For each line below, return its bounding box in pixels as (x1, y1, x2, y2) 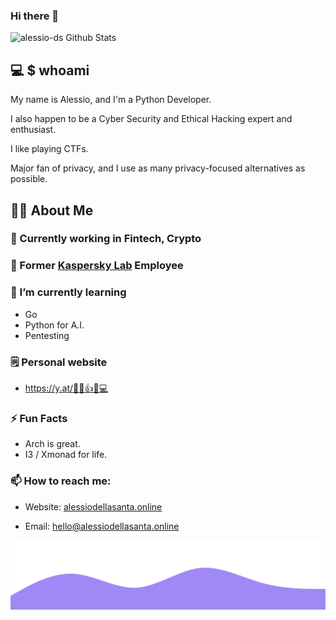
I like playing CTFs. (10, 143, 89, 155)
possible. (10, 173, 48, 185)
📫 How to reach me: (10, 474, 112, 488)
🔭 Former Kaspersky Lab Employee (10, 259, 184, 273)
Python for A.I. (24, 319, 85, 331)
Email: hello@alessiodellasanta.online (24, 520, 180, 532)
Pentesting (24, 329, 70, 341)
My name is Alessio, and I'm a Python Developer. (10, 94, 212, 106)
